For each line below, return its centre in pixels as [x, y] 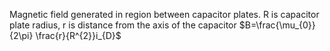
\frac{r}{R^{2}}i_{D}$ [78, 35]
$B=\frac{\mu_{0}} [277, 25]
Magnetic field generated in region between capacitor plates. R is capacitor [164, 14]
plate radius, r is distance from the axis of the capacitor [123, 25]
